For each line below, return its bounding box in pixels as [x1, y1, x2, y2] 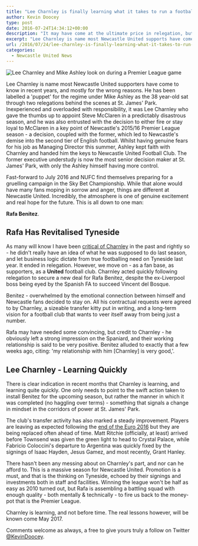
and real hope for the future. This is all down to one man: [6, 199, 144, 206]
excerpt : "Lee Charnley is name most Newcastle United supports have [6, 36, 181, 42]
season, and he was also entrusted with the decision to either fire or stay [6, 118, 183, 125]
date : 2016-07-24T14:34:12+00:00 [6, 25, 88, 31]
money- [170, 492, 189, 499]
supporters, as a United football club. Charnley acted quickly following [6, 268, 178, 275]
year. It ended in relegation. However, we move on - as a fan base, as [6, 261, 174, 269]
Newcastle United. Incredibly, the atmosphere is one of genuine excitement [6, 192, 189, 199]
